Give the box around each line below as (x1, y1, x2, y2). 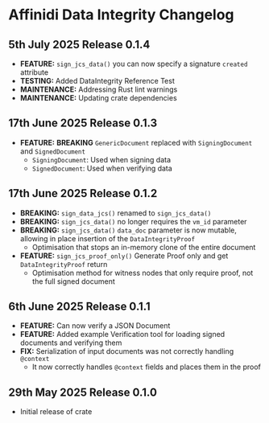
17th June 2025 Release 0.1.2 (8, 187, 158, 200)
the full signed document (31, 276, 115, 286)
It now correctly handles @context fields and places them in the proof (31, 362, 262, 372)
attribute (19, 68, 49, 77)
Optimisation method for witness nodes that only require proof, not (31, 268, 254, 277)
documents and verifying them (19, 338, 122, 347)
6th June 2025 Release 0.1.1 (8, 300, 151, 314)
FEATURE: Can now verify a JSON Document (19, 321, 171, 331)
